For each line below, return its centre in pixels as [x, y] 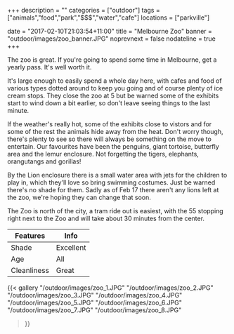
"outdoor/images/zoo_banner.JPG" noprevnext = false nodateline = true [111, 39]
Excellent [71, 247]
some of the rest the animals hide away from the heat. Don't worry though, [115, 132]
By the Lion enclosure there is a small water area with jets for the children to [117, 175]
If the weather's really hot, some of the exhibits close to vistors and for [110, 124]
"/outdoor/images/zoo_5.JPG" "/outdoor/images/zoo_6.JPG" [95, 302]
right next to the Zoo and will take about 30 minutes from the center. [106, 218]
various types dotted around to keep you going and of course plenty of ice [115, 88]
